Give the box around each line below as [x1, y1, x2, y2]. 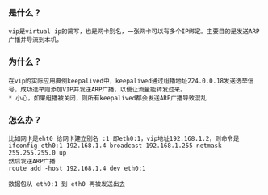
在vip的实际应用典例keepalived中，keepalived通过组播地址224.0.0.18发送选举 [8, 77, 249, 85]
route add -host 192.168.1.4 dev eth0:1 [8, 164, 147, 172]
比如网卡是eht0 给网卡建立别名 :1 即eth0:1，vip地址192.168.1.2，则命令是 [8, 134, 240, 142]
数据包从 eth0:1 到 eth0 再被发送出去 [8, 180, 126, 188]
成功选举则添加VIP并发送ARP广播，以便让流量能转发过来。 [19, 85, 187, 94]
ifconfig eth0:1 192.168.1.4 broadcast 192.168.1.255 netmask [8, 142, 222, 150]
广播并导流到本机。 [8, 36, 63, 45]
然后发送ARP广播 [8, 157, 56, 165]
